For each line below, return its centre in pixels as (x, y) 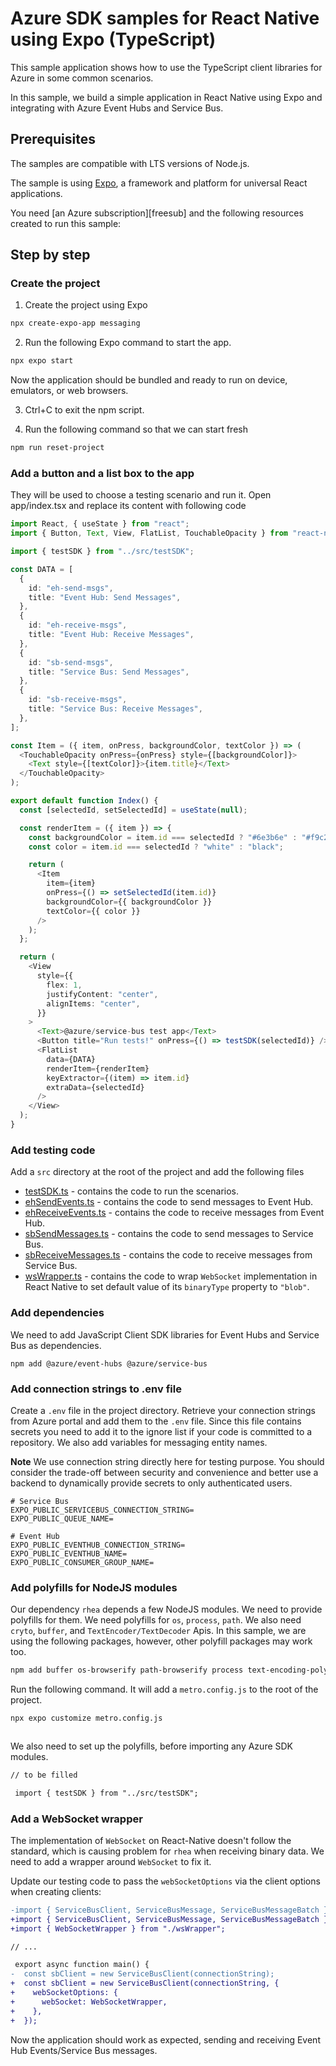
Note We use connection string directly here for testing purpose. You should (167, 1461)
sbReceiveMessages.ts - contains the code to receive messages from (168, 1255)
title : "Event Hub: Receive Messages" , (111, 635)
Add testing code (53, 1150)
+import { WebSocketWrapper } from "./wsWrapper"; (118, 1928)
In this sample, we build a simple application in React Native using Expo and (166, 97)
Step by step (50, 255)
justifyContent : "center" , (102, 994)
